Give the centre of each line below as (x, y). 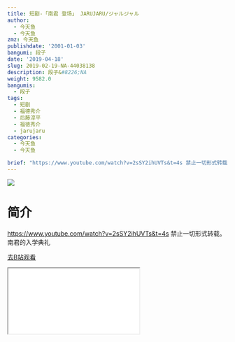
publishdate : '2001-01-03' (47, 46)
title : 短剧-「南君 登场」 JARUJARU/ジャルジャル (73, 14)
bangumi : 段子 (27, 53)
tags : (15, 99)
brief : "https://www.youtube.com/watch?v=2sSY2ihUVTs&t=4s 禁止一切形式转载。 (120, 163)
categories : (24, 137)
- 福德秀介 (27, 111)
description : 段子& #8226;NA (47, 72)
